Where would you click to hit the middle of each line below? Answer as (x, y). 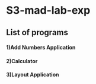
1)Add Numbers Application (41, 48)
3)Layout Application (33, 74)
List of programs (37, 32)
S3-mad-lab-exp (48, 10)
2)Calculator (22, 61)
